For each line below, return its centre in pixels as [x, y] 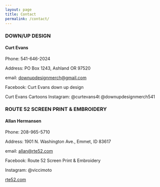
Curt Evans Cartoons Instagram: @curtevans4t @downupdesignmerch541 [80, 97]
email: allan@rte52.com [29, 151]
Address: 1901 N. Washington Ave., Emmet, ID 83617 [58, 141]
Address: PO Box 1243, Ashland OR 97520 [48, 68]
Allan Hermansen [23, 121]
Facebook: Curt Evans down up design [44, 87]
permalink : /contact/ [27, 19]
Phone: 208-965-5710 [28, 132]
